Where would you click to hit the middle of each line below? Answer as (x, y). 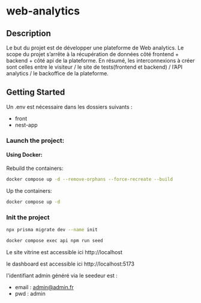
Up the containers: (29, 190)
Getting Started (36, 92)
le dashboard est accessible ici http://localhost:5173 (70, 264)
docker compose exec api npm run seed (55, 240)
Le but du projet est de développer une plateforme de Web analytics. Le (95, 48)
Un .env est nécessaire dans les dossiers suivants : (70, 107)
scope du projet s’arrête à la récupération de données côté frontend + (92, 54)
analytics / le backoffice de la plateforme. (58, 73)
